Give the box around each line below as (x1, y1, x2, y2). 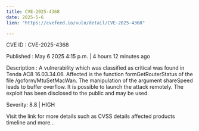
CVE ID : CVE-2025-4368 (6, 41, 69, 48)
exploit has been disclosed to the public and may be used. (6, 90, 149, 97)
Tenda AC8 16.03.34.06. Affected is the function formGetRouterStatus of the (6, 71, 194, 78)
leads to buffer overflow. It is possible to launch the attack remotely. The (6, 83, 184, 91)
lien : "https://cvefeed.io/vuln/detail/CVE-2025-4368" (6, 20, 145, 26)
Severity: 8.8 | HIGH (6, 101, 55, 108)
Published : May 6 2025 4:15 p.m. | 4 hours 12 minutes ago (6, 53, 150, 60)
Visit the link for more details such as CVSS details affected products (6, 113, 175, 120)
